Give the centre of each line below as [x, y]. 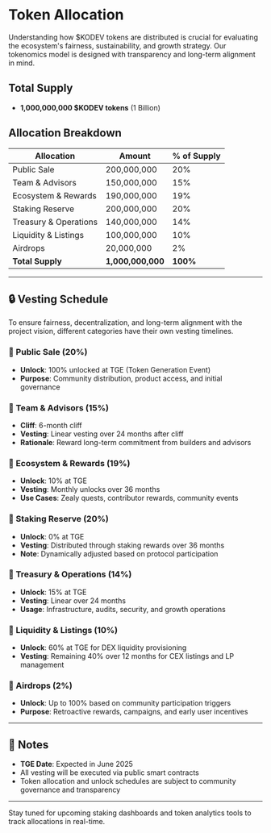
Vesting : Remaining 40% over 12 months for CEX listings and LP [127, 656]
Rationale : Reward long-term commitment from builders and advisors [135, 442]
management [42, 665]
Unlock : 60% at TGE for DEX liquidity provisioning [103, 648]
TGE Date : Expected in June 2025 [76, 764]
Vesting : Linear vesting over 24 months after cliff [102, 434]
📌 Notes [29, 745]
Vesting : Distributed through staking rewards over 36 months [122, 545]
